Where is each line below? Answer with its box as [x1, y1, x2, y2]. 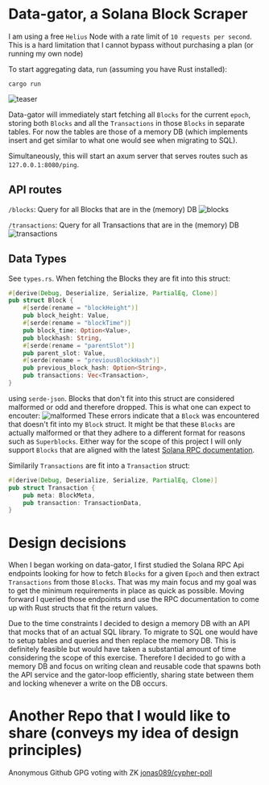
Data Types [8, 252, 67, 266]
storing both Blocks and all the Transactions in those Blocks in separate [8, 118, 246, 127]
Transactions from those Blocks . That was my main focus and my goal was [8, 578, 257, 587]
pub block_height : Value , [23, 311, 110, 319]
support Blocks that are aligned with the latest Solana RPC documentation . [8, 445, 255, 454]
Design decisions [8, 533, 126, 552]
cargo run [8, 80, 42, 88]
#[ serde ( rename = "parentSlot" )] [23, 341, 135, 349]
